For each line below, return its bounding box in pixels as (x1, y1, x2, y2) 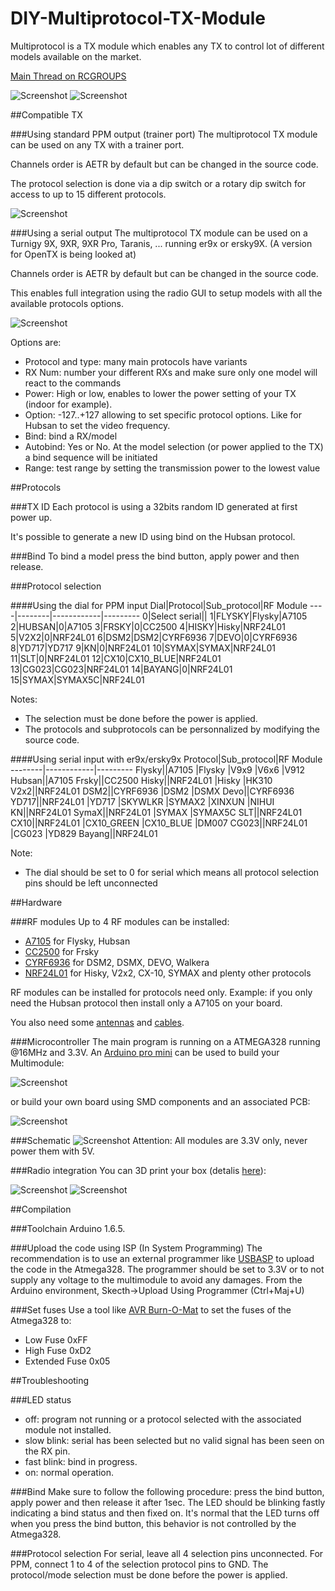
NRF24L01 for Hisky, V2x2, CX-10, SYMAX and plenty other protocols (24, 967, 312, 979)
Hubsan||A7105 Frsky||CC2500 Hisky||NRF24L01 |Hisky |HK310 (10, 774, 273, 786)
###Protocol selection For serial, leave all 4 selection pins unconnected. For (10, 1547, 324, 1559)
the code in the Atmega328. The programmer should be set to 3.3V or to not (10, 1263, 325, 1275)
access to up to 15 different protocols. (10, 188, 167, 200)
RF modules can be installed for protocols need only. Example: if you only (10, 986, 313, 998)
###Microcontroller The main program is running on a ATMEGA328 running (10, 1035, 321, 1047)
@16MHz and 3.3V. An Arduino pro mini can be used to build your (10, 1046, 280, 1058)
